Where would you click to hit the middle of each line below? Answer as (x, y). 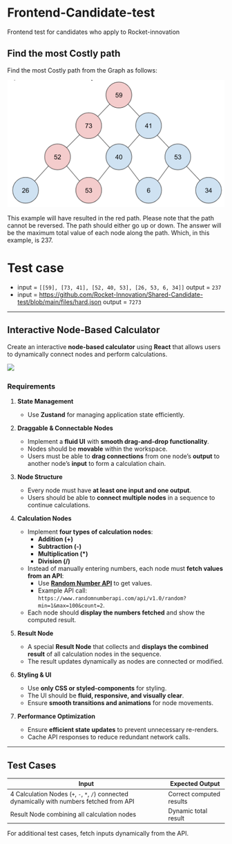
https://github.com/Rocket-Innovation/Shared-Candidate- (121, 294)
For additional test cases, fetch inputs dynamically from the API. (98, 834)
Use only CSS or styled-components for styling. (97, 688)
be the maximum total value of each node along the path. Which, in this (108, 233)
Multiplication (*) (63, 554)
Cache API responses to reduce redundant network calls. (109, 737)
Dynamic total (188, 811)
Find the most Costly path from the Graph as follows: (82, 70)
